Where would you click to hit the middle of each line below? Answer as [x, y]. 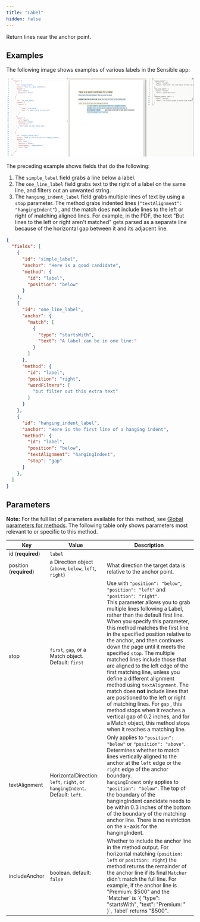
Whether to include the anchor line [149, 841]
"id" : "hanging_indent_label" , [61, 423]
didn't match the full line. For [142, 879]
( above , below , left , [73, 568]
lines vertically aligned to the [142, 756]
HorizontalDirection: [74, 775]
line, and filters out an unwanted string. [63, 191]
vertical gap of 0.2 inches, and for [148, 716]
